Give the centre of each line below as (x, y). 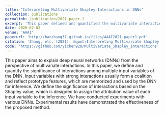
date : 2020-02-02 (23, 28)
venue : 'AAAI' (20, 32)
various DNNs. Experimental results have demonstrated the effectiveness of (82, 102)
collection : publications (31, 14)
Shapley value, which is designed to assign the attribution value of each (78, 91)
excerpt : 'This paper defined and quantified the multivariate (71, 23)
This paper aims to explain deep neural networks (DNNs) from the (72, 60)
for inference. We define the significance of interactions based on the (75, 86)
